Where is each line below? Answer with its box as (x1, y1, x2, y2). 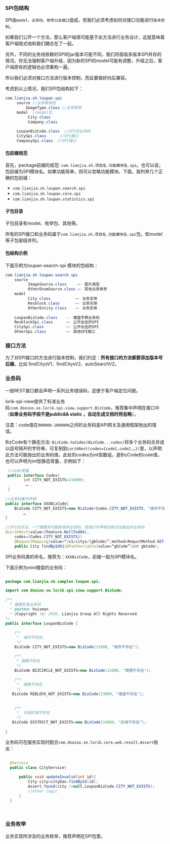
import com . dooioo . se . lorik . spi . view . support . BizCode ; (5, 588, 123, 593)
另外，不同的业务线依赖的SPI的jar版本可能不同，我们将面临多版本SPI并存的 (5, 51, 162, 57)
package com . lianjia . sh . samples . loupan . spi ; (5, 579, 101, 584)
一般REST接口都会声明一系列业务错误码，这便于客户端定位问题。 (5, 387, 141, 393)
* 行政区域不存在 (16, 710, 50, 715)
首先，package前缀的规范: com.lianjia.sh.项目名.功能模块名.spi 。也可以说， (5, 162, 163, 168)
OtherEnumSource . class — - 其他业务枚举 (27, 287, 107, 292)
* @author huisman (10, 607, 49, 612)
